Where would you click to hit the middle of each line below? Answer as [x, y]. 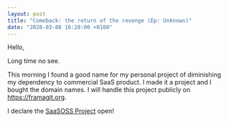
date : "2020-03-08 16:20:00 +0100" [60, 27]
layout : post [27, 14]
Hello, [16, 48]
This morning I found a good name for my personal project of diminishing [114, 74]
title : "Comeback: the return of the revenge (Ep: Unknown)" [100, 21]
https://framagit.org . [37, 97]
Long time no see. [34, 61]
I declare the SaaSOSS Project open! [61, 111]
